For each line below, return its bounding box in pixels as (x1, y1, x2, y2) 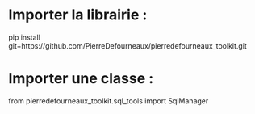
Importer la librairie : (8, 6, 148, 24)
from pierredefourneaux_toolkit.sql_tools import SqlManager (8, 95, 209, 106)
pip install (8, 32, 40, 42)
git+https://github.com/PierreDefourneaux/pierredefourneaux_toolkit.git (8, 40, 248, 50)
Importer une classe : (8, 70, 154, 88)
